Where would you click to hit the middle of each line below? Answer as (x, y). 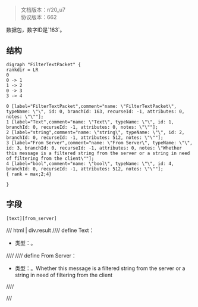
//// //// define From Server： (42, 255)
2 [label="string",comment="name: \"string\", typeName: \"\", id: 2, (95, 132)
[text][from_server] (32, 218)
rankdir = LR (22, 70)
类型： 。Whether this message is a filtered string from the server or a (100, 268)
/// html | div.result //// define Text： (50, 230)
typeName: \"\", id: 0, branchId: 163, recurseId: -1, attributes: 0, (95, 111)
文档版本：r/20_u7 (43, 10)
